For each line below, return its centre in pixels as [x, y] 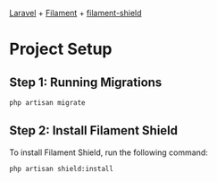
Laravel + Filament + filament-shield [75, 13]
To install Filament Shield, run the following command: [108, 152]
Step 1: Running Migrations [86, 82]
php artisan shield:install [62, 169]
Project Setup [61, 49]
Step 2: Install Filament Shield [94, 130]
